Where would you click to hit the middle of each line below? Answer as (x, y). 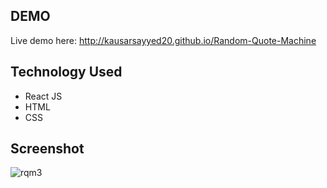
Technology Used (66, 72)
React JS (43, 96)
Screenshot (47, 149)
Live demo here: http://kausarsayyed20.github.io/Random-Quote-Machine (163, 40)
